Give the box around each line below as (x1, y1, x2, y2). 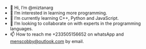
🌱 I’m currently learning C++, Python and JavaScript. (9, 15, 119, 21)
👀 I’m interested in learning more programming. (9, 10, 107, 16)
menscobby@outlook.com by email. (9, 39, 84, 44)
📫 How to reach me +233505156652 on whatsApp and (9, 31, 124, 37)
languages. (9, 26, 33, 32)
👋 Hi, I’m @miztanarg (9, 5, 53, 10)
